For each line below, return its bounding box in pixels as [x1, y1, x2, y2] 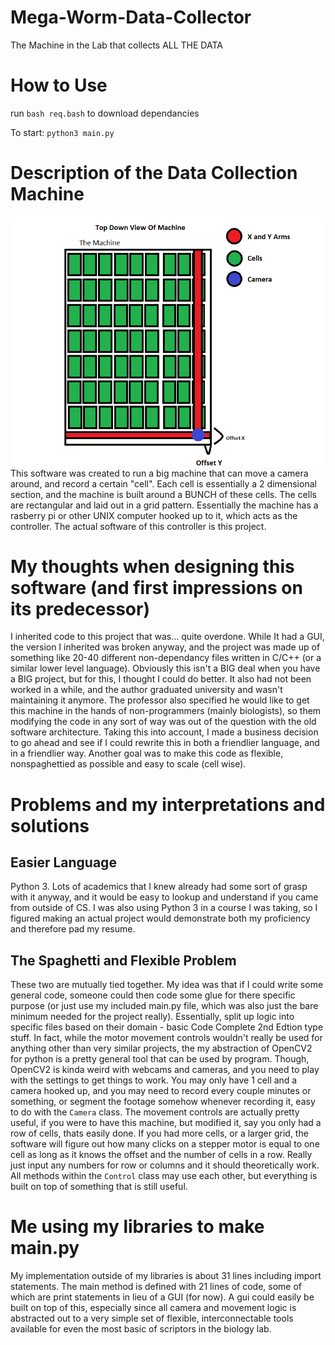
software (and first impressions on [10, 576, 303, 599]
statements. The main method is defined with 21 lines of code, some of [10, 1281, 302, 1293]
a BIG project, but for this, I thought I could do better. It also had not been [10, 673, 312, 685]
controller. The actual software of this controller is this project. [10, 520, 267, 532]
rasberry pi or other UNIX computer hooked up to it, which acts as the [10, 509, 298, 521]
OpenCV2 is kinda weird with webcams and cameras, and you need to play [10, 1064, 320, 1076]
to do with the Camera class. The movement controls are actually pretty [10, 1106, 300, 1118]
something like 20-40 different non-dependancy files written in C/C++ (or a [10, 652, 322, 664]
